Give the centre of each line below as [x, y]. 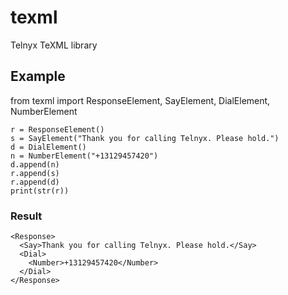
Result [26, 216]
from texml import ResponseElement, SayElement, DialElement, [140, 100]
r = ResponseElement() [57, 129]
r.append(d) [35, 182]
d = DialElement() [48, 147]
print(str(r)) [40, 191]
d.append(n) [35, 164]
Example [38, 76]
